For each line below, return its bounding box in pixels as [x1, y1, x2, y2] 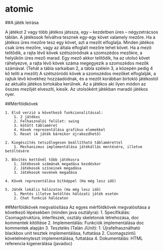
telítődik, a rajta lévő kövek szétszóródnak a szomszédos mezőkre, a [5, 50, 143, 56]
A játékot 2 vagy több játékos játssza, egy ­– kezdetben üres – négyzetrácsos [5, 29, 158, 35]
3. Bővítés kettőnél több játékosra [5, 157, 79, 162]
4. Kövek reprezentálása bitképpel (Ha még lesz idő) [5, 178, 117, 184]
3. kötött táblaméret [14, 123, 57, 128]
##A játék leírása [5, 20, 39, 25]
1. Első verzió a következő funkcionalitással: [5, 110, 104, 115]
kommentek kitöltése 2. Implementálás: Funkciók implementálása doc [5, 220, 145, 226]
